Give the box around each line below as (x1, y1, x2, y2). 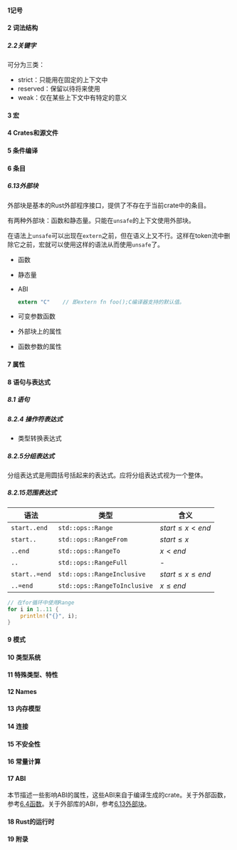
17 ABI (7, 774, 26, 782)
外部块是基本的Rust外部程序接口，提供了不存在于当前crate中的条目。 (7, 201, 210, 209)
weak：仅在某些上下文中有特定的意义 (17, 93, 127, 102)
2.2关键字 (7, 41, 37, 49)
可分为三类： (7, 61, 45, 69)
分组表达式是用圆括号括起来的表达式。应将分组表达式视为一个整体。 (7, 470, 207, 480)
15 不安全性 (7, 740, 41, 748)
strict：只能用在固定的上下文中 (17, 76, 108, 84)
